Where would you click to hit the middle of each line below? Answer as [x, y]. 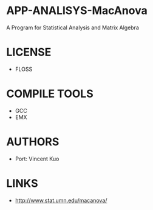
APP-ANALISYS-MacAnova [77, 11]
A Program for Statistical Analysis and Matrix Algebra [73, 27]
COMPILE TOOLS [50, 94]
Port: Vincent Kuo [37, 159]
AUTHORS [33, 142]
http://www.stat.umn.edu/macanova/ [61, 200]
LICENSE [29, 52]
